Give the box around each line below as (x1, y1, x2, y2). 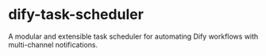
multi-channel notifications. (8, 39, 98, 49)
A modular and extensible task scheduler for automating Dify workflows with (8, 32, 259, 41)
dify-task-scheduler (8, 6, 145, 24)
